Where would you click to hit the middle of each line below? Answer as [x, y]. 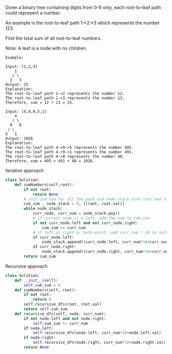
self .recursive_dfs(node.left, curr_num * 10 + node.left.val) [97, 333]
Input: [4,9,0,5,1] [26, 111]
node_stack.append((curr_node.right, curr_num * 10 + [97, 252]
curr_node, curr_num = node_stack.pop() [76, 213]
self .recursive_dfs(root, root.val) [63, 304]
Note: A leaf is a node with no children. [46, 48]
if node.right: [40, 338]
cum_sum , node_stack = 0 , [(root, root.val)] [74, 204]
